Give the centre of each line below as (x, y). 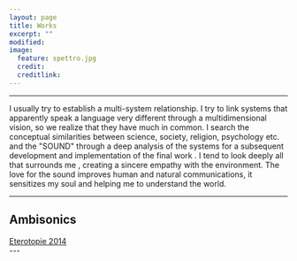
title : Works (33, 26)
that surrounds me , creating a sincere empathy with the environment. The (145, 165)
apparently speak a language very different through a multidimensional (138, 118)
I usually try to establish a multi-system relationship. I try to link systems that (148, 108)
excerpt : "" (31, 34)
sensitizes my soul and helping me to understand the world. (118, 183)
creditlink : (39, 75)
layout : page (33, 17)
